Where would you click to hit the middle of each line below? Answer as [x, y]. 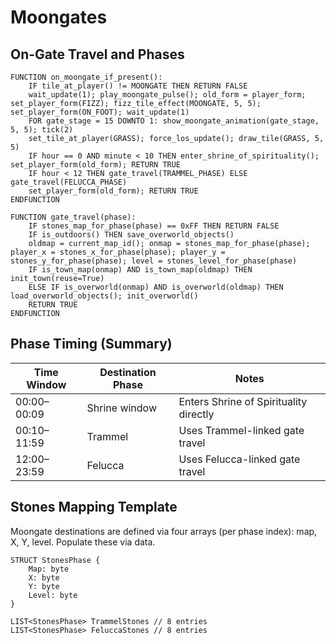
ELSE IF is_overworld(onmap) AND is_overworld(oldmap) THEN [156, 287]
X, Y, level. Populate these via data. [83, 542]
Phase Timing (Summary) [91, 344]
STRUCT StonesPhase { [55, 560]
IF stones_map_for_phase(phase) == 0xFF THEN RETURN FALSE [154, 226]
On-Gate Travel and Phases [97, 54]
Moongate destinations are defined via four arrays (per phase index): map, [164, 531]
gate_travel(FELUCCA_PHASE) [69, 182]
